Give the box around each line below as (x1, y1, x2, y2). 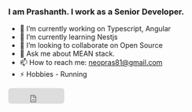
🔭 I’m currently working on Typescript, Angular (19, 24, 172, 34)
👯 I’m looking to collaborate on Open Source (19, 41, 163, 50)
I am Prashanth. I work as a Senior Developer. (8, 6, 185, 17)
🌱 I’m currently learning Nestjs (19, 32, 118, 42)
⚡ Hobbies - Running (19, 70, 88, 79)
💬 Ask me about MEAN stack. (19, 49, 116, 59)
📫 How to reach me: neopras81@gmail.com (19, 58, 163, 67)
